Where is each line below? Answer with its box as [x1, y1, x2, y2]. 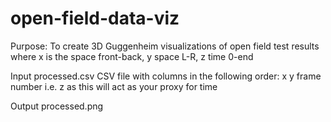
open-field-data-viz [10, 7, 180, 30]
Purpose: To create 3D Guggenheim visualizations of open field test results [10, 40, 320, 52]
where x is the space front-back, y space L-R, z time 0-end [10, 50, 254, 62]
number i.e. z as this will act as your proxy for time [10, 80, 218, 92]
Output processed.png [10, 100, 104, 112]
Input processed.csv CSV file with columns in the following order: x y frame [10, 70, 322, 82]
